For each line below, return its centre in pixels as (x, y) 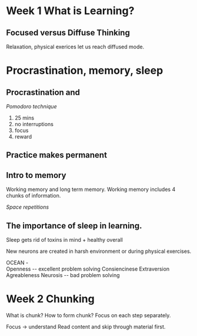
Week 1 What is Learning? (70, 11)
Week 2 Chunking (51, 299)
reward (23, 136)
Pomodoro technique (31, 106)
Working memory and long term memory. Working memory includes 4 (91, 189)
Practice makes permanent (57, 155)
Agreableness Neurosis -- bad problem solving (63, 275)
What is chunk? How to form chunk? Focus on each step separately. (89, 315)
